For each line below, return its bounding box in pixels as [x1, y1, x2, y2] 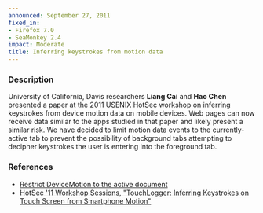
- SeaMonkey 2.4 [8, 33, 61, 42]
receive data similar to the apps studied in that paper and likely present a [8, 117, 243, 127]
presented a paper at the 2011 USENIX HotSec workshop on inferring [8, 100, 231, 110]
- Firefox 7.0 [8, 26, 55, 34]
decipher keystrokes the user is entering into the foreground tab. [8, 142, 217, 152]
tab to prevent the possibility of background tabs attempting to [29, 134, 232, 143]
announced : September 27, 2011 [8, 11, 111, 20]
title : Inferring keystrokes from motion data [8, 48, 163, 56]
